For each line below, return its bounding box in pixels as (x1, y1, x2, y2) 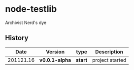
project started (92, 56, 127, 63)
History (5, 34, 29, 42)
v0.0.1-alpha (39, 56, 71, 63)
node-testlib (5, 3, 57, 15)
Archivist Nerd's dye (5, 20, 47, 25)
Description (95, 48, 124, 55)
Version (46, 48, 65, 55)
